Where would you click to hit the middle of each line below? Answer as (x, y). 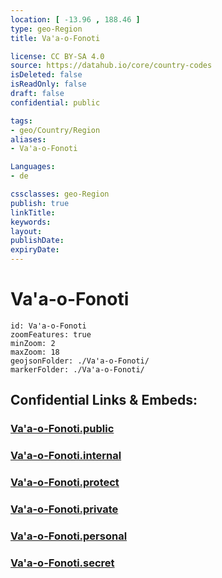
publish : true (40, 203)
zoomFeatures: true (51, 334)
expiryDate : (35, 250)
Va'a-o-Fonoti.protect (65, 483)
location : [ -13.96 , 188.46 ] (75, 19)
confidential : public (55, 102)
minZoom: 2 (33, 343)
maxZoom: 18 (35, 352)
